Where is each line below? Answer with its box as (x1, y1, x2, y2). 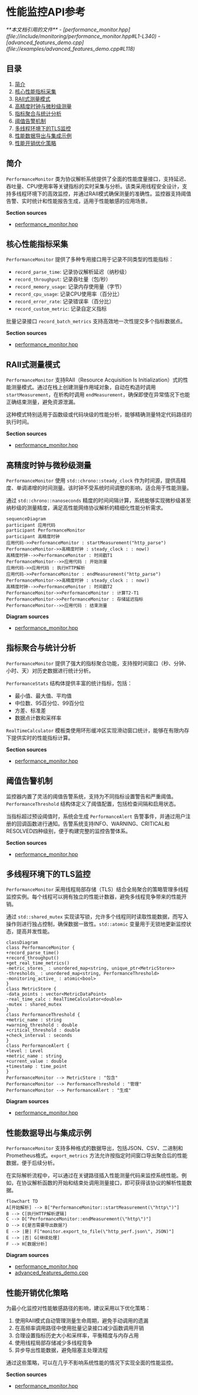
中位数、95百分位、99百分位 (14, 700, 85, 707)
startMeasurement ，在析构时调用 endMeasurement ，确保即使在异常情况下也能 (6, 391, 190, 398)
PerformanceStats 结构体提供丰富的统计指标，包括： (6, 680, 133, 687)
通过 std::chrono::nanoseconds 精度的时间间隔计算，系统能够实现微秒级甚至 (6, 497, 192, 504)
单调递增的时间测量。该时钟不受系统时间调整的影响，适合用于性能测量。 (16, 484, 192, 491)
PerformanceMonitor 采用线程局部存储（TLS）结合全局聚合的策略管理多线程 (6, 886, 189, 893)
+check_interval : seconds (6, 1033, 72, 1039)
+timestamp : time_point (6, 1064, 67, 1069)
